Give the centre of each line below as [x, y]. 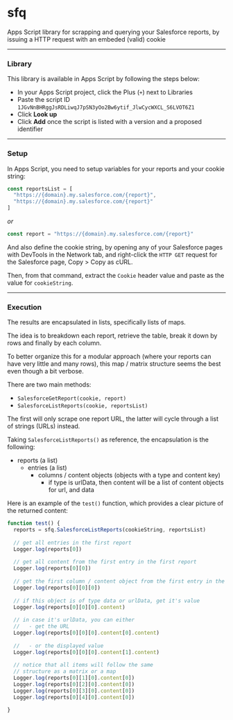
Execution [25, 307]
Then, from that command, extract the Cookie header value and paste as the [116, 275]
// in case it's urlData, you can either [74, 620]
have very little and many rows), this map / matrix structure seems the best [114, 364]
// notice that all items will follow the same [84, 665]
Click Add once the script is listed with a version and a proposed [110, 122]
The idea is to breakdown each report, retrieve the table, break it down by [112, 336]
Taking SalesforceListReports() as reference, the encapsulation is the [108, 440]
